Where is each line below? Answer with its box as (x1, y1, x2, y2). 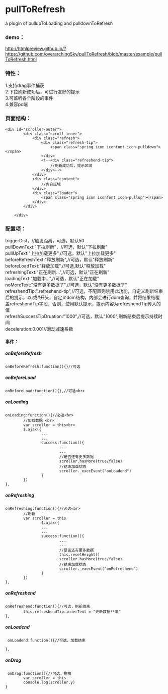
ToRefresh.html (5, 57, 37, 63)
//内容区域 (41, 182, 61, 187)
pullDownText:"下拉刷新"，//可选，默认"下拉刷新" (5, 244, 108, 250)
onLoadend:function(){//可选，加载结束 (7, 637, 86, 643)
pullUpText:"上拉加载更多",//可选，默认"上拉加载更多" (5, 250, 116, 256)
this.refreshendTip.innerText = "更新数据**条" (23, 609, 121, 614)
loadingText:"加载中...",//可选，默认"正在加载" (5, 276, 100, 282)
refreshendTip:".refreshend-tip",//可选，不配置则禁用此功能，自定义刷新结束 (5, 288, 163, 294)
